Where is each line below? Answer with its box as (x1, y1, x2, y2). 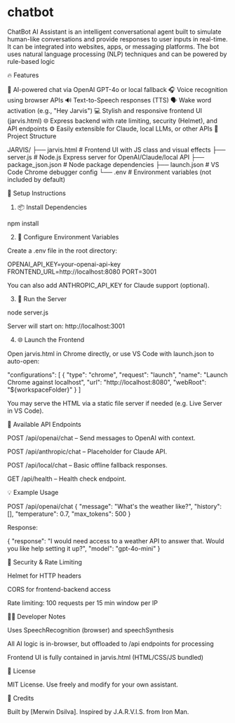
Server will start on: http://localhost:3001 (7, 321, 125, 330)
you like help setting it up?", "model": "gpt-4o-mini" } (7, 544, 161, 552)
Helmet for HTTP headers (7, 571, 82, 580)
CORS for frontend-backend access (7, 585, 111, 593)
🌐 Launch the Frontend (17, 335, 85, 344)
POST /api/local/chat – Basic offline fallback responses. (7, 460, 168, 469)
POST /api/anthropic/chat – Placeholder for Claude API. (7, 447, 168, 456)
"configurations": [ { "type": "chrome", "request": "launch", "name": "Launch (7, 370, 228, 379)
